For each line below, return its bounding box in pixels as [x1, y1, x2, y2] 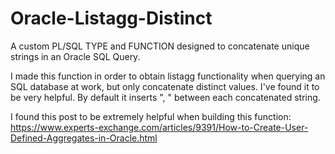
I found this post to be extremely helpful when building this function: [10, 110, 292, 122]
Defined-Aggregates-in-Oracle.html [10, 132, 158, 144]
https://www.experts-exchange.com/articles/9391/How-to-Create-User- [10, 121, 309, 133]
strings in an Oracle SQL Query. [10, 50, 141, 62]
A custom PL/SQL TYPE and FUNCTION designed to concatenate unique [10, 40, 310, 52]
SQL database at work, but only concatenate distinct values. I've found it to [10, 80, 320, 92]
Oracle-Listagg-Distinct [10, 7, 213, 30]
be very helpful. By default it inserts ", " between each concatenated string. [10, 91, 321, 103]
